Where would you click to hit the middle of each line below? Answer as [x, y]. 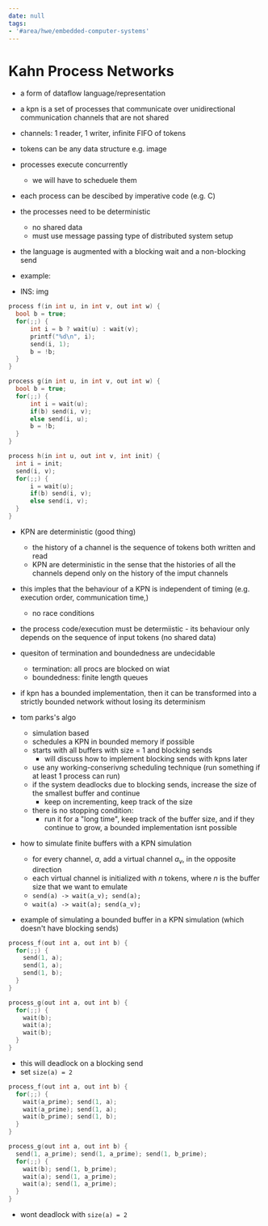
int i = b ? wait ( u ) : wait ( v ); [84, 329]
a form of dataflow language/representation [93, 93]
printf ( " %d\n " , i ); [62, 337]
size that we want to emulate [80, 886]
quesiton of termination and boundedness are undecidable [117, 653]
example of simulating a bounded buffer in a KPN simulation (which [132, 919]
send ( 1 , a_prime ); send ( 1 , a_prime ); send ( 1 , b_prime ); [111, 1154]
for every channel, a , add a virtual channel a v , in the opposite [134, 860]
